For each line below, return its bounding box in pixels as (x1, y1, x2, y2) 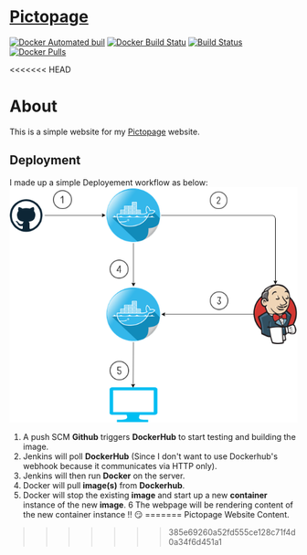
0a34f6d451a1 (168, 537, 222, 548)
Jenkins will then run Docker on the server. (22, 470, 185, 481)
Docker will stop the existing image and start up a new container (22, 490, 268, 501)
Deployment (9, 152, 81, 168)
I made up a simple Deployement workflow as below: (9, 176, 208, 188)
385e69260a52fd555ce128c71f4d (168, 527, 296, 538)
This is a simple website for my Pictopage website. (9, 126, 200, 137)
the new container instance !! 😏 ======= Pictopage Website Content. (22, 509, 290, 520)
